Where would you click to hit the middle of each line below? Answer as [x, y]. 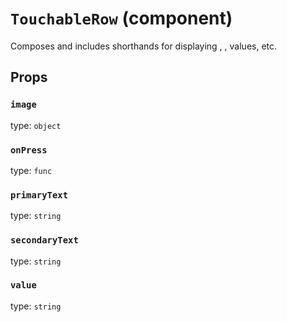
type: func [31, 170]
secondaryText [44, 240]
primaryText [39, 195]
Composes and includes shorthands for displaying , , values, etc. [144, 46]
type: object [36, 125]
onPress [29, 150]
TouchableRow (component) [121, 18]
